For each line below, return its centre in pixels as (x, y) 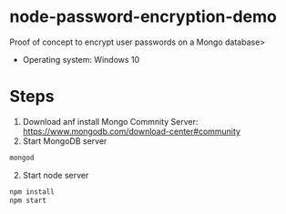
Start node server (56, 175)
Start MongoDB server (65, 141)
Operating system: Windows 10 (81, 59)
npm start (28, 200)
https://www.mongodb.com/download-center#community (132, 131)
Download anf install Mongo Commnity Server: (110, 121)
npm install (32, 192)
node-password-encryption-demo (143, 17)
